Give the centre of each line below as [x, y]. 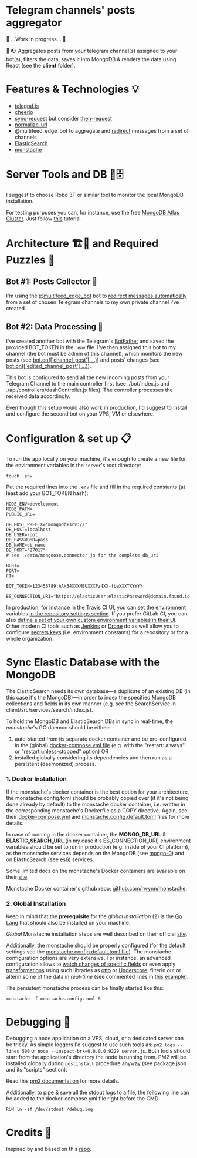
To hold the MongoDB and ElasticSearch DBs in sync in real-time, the [90, 721]
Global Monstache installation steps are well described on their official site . [97, 934]
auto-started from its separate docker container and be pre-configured [100, 739]
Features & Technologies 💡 [72, 89]
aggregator [34, 23]
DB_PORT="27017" [26, 550]
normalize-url [31, 125]
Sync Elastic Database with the [83, 662]
